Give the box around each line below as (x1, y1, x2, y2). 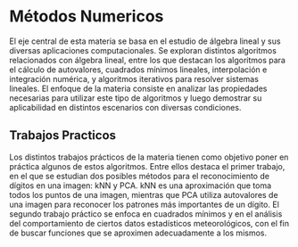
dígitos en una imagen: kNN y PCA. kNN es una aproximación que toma (9, 180, 272, 191)
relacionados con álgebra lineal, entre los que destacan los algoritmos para (9, 54, 286, 65)
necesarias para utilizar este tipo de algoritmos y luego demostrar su (9, 92, 262, 103)
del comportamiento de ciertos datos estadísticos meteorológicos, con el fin (9, 218, 290, 228)
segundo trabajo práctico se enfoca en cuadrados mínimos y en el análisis (9, 208, 283, 219)
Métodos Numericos (9, 6, 164, 27)
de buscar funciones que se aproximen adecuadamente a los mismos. (9, 227, 268, 238)
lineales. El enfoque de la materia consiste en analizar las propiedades (9, 83, 268, 94)
